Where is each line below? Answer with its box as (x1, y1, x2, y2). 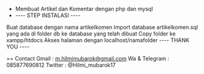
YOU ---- (6, 43, 29, 50)
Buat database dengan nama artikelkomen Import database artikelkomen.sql (6, 24, 199, 31)
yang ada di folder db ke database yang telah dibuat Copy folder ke (6, 30, 176, 37)
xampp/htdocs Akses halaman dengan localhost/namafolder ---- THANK (6, 37, 189, 43)
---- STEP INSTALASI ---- (15, 12, 81, 19)
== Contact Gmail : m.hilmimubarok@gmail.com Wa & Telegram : (6, 55, 169, 62)
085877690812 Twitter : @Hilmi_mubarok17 (6, 61, 116, 68)
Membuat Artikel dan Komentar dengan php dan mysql (15, 6, 153, 12)
